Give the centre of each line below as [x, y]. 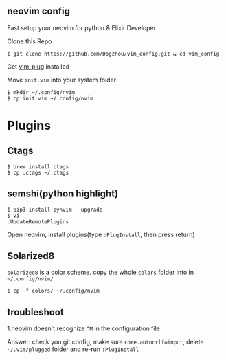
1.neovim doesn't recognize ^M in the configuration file [83, 328]
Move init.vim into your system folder [62, 80]
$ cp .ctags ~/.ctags [38, 172]
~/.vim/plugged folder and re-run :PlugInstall [73, 349]
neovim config [39, 11]
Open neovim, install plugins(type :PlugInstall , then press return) [101, 234]
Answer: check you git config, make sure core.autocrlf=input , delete [105, 342]
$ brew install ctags [38, 167]
